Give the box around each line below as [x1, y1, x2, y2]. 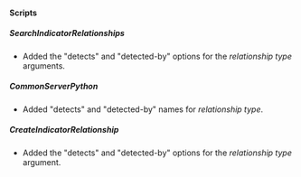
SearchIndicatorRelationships [9, 28, 125, 39]
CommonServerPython [9, 81, 99, 92]
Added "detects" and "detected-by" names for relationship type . [22, 104, 264, 115]
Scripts [9, 7, 38, 18]
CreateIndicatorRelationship [9, 125, 119, 135]
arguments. [22, 60, 66, 71]
